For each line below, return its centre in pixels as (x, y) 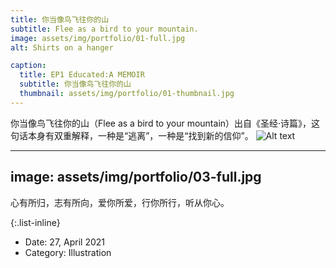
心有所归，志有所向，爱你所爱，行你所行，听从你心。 (120, 202)
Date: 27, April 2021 (64, 242)
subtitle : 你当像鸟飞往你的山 (75, 84)
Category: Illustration (68, 252)
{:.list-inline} (35, 222)
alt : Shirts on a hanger (62, 47)
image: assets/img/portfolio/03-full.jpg (136, 177)
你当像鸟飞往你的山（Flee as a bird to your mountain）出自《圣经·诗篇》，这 (165, 123)
